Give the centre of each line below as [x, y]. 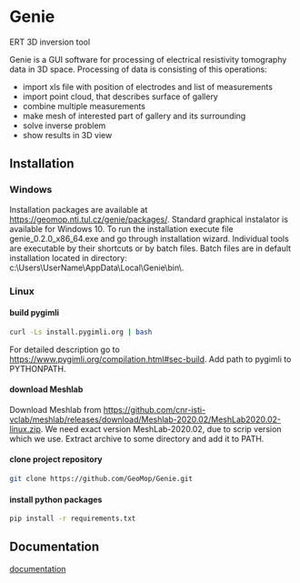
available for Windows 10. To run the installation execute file [121, 228]
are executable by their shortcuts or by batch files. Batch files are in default [150, 248]
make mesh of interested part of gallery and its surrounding [134, 116]
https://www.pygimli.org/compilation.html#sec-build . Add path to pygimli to [150, 359]
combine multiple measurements [84, 106]
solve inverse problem [64, 126]
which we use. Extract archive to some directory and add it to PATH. [137, 438]
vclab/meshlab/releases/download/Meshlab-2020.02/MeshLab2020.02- [145, 419]
